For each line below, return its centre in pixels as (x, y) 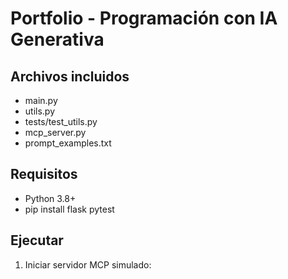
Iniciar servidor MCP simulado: (88, 264)
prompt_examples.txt (68, 143)
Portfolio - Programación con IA (144, 18)
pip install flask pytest (69, 209)
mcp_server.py (55, 132)
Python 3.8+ (50, 198)
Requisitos (44, 174)
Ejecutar (37, 240)
